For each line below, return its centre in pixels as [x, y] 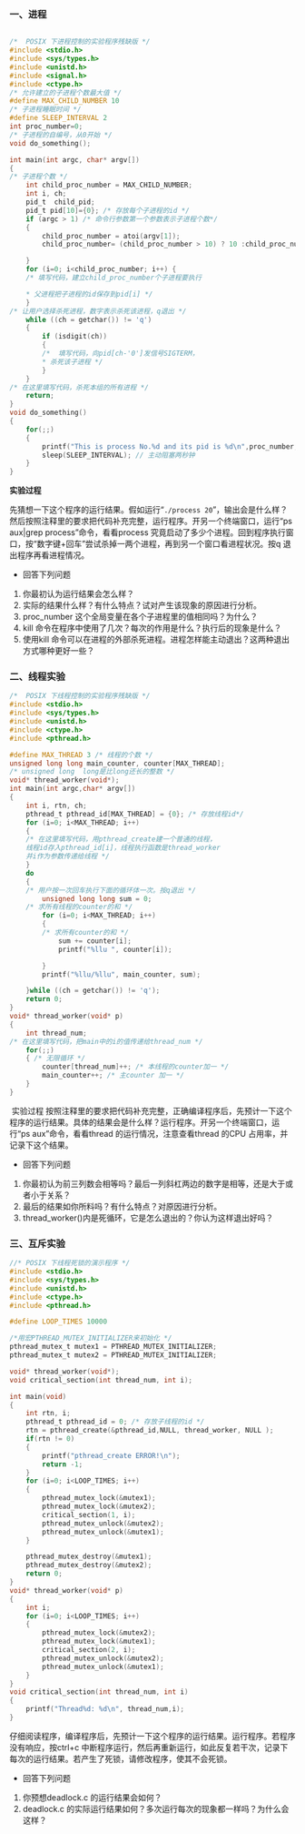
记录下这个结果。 [41, 1145]
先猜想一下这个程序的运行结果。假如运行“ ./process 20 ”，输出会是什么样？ [149, 510]
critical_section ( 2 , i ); [89, 1650]
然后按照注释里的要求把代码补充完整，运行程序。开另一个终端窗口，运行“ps [151, 522]
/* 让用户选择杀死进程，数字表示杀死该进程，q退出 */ [98, 311]
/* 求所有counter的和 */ [85, 933]
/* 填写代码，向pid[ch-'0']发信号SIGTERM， [121, 354]
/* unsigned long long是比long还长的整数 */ [92, 772]
